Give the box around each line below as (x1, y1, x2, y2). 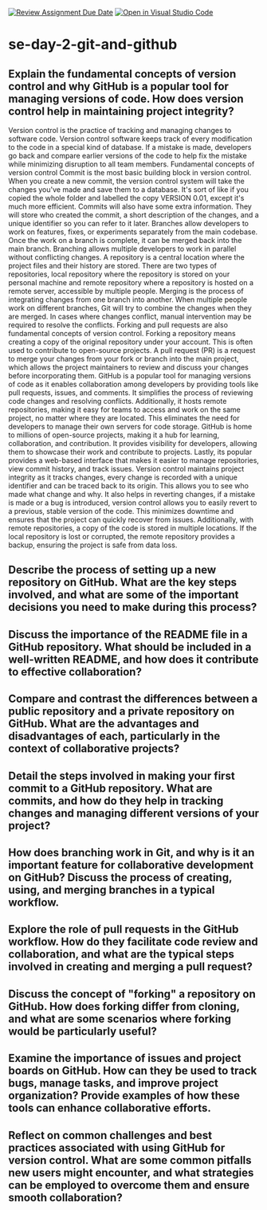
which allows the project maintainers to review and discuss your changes (8, 362, 249, 372)
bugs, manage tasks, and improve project (8, 1076, 219, 1091)
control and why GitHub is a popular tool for (8, 80, 230, 93)
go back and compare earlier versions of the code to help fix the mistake (8, 151, 247, 160)
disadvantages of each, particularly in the (8, 730, 221, 743)
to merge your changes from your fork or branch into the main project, (8, 354, 239, 363)
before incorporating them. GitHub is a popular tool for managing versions (8, 371, 251, 380)
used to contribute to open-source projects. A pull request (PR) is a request (8, 346, 256, 354)
